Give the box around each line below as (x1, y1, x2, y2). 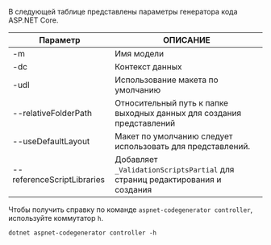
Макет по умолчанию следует (114, 131, 233, 142)
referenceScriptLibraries (12, 174, 105, 185)
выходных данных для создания (114, 108, 242, 118)
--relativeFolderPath (12, 108, 93, 118)
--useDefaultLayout (12, 136, 90, 147)
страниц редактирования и (114, 174, 222, 185)
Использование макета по (114, 74, 219, 85)
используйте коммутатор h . (8, 214, 103, 222)
